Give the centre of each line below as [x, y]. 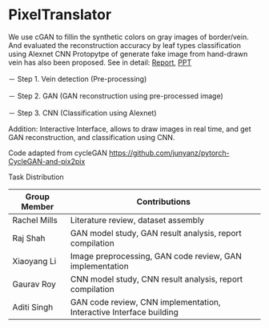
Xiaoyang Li [34, 261]
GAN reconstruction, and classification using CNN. [92, 137]
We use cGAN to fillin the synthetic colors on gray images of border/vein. [129, 37]
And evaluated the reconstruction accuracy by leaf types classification [125, 45]
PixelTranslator [60, 15]
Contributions [163, 202]
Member [38, 206]
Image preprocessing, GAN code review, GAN [156, 256]
